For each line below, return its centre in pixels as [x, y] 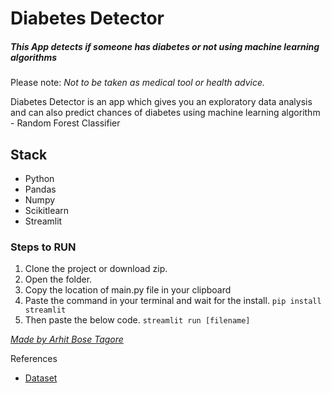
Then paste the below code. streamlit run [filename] [137, 320]
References [34, 359]
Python [39, 178]
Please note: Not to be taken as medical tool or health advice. [138, 83]
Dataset [41, 378]
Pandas [40, 189]
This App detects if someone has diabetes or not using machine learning [165, 46]
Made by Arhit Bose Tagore [67, 339]
